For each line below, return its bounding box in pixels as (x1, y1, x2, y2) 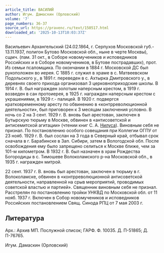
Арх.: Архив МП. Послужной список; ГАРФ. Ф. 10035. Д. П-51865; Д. (5, 227, 149, 233)
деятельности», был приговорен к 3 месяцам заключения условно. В (5, 107, 152, 112)
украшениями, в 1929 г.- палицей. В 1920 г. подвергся (5, 96, 119, 102)
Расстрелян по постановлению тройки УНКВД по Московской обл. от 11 (5, 189, 158, 195)
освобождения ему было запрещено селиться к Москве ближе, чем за (5, 144, 156, 149)
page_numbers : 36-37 (5, 21, 48, 26)
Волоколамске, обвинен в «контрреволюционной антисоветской (5, 174, 143, 180)
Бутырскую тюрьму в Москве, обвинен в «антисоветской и (5, 117, 131, 123)
